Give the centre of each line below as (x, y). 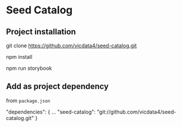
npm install (19, 57)
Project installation (41, 32)
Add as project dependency (57, 87)
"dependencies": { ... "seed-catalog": (51, 112)
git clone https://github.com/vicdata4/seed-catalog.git (71, 45)
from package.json (28, 100)
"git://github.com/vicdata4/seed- (137, 112)
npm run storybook (29, 68)
